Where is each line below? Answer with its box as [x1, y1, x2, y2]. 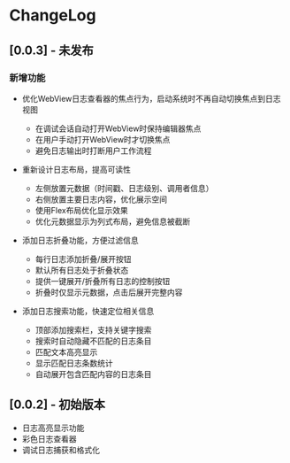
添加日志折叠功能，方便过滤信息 [21, 235, 139, 245]
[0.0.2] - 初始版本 [9, 397, 106, 413]
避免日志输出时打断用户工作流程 [34, 145, 152, 156]
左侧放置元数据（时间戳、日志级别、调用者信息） [34, 182, 214, 193]
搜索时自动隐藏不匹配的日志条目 [34, 336, 152, 346]
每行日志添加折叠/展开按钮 [34, 253, 132, 264]
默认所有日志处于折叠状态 [34, 265, 129, 275]
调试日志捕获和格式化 [21, 444, 100, 455]
